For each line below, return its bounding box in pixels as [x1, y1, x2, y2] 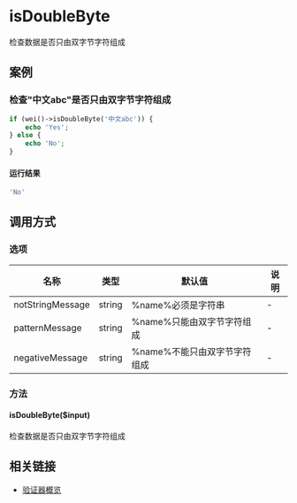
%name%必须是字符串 [131, 298, 225, 311]
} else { [9, 131, 42, 140]
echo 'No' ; [25, 139, 65, 148]
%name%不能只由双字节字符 [131, 345, 252, 358]
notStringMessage [13, 298, 90, 311]
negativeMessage [13, 352, 88, 364]
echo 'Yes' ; [25, 122, 69, 132]
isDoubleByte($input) [9, 410, 91, 421]
